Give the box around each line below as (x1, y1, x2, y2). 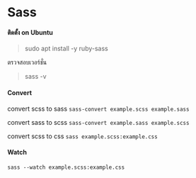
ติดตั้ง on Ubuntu (7, 28, 53, 36)
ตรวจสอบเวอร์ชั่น (7, 58, 47, 67)
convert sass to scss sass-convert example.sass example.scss (7, 118, 190, 126)
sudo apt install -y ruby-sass (24, 44, 108, 53)
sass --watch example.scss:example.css (7, 164, 125, 171)
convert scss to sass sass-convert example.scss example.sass (7, 104, 190, 113)
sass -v (24, 72, 47, 81)
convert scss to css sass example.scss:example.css (7, 132, 158, 140)
